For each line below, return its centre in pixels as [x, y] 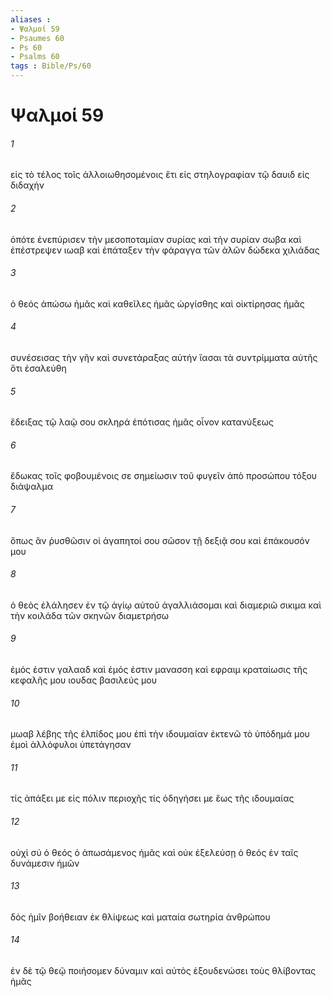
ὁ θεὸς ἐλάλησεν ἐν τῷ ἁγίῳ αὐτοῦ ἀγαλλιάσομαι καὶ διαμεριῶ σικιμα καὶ [166, 605]
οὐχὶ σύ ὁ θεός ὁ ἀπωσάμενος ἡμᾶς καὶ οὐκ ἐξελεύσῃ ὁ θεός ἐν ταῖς [154, 852]
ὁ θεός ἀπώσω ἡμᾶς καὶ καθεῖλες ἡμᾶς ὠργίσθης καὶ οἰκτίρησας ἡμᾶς [157, 303]
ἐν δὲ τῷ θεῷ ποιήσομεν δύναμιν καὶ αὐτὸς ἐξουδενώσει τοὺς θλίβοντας [163, 971]
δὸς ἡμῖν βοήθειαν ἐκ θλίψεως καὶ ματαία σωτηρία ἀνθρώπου [140, 917]
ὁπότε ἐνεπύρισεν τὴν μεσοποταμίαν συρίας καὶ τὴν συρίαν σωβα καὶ [156, 239]
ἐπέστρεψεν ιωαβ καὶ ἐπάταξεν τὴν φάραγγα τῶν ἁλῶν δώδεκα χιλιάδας [165, 250]
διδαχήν [27, 185]
